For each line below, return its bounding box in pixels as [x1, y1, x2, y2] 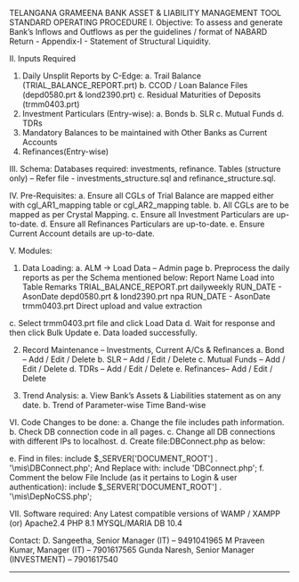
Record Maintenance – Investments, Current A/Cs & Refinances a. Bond [21, 345, 285, 355]
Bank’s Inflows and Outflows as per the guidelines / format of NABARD [9, 27, 268, 37]
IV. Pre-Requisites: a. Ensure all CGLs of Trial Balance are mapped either [9, 191, 274, 201]
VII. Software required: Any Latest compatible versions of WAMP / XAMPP [9, 508, 280, 519]
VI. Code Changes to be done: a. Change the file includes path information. [9, 417, 285, 427]
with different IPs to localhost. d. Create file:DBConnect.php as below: [9, 436, 265, 447]
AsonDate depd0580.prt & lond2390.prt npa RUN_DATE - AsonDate [21, 291, 271, 301]
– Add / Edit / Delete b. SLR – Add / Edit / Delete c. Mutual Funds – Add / [21, 354, 286, 365]
